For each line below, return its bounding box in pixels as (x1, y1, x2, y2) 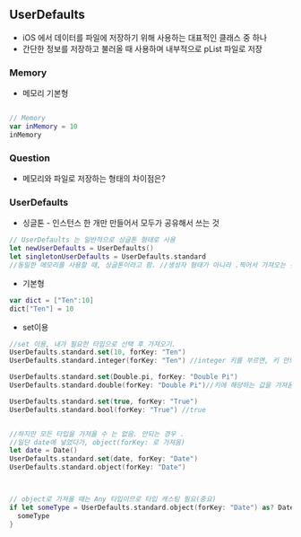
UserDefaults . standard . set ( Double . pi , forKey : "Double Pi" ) (9, 373, 239, 382)
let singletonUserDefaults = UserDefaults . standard (9, 252, 206, 261)
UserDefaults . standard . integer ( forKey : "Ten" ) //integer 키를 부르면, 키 (9, 357, 279, 365)
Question (9, 152, 51, 164)
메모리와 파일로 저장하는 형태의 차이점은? (21, 173, 166, 184)
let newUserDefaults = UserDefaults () (9, 244, 154, 253)
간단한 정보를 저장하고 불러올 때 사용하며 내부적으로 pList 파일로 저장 (21, 43, 262, 54)
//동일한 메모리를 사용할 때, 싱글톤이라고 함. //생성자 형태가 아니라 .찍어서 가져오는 (9, 260, 287, 269)
